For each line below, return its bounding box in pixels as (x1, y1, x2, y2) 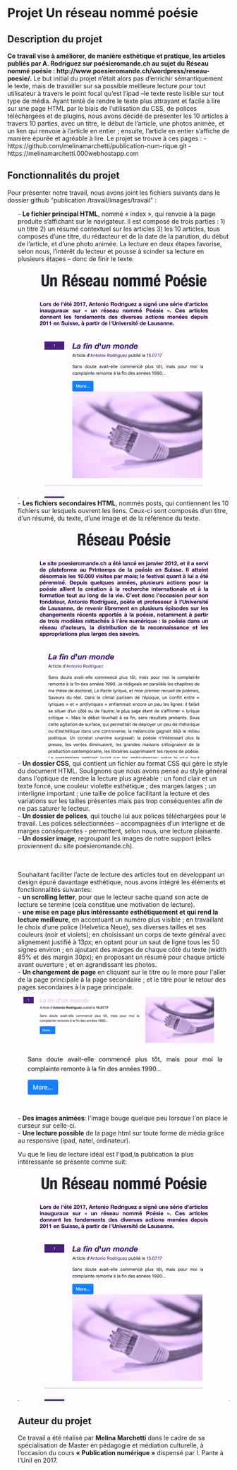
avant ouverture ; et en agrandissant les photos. (17, 960, 157, 968)
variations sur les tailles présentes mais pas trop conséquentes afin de (17, 796, 223, 805)
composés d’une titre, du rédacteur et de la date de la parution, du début (17, 231, 229, 241)
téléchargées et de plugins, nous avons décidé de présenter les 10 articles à (7, 112, 229, 120)
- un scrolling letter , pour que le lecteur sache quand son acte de (17, 893, 209, 901)
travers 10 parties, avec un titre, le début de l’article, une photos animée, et (7, 119, 224, 128)
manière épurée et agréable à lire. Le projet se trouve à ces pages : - (7, 134, 207, 143)
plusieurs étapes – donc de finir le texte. (17, 254, 135, 263)
